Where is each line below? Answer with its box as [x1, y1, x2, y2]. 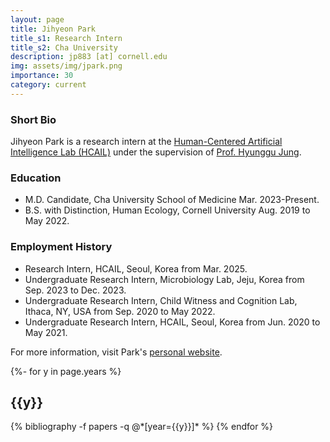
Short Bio [10, 112, 57, 126]
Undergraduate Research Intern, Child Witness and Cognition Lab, [24, 294, 298, 306]
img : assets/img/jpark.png [10, 61, 123, 71]
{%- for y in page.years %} [10, 365, 122, 377]
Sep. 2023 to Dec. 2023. [24, 284, 127, 296]
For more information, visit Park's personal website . [10, 346, 223, 358]
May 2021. [24, 326, 68, 338]
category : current [10, 80, 87, 90]
